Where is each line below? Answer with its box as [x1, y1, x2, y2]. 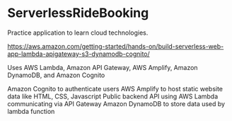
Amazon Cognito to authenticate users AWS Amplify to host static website [7, 84, 224, 93]
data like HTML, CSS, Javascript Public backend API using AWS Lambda [7, 92, 219, 100]
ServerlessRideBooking [7, 5, 149, 21]
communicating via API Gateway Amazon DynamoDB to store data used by [7, 99, 225, 108]
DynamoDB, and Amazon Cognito [7, 71, 105, 79]
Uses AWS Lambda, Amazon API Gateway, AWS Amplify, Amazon [7, 63, 198, 71]
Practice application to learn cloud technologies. [7, 28, 149, 37]
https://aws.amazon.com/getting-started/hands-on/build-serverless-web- [7, 42, 224, 50]
